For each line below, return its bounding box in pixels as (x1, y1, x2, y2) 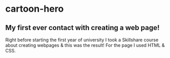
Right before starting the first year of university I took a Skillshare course (5, 37, 159, 43)
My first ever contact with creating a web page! (5, 23, 160, 32)
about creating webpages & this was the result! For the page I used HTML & (5, 42, 165, 48)
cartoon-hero (5, 3, 64, 15)
